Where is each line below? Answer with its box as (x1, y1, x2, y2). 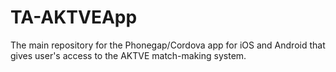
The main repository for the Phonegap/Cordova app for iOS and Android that (10, 39, 326, 51)
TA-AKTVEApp (10, 6, 138, 29)
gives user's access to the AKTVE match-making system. (10, 49, 247, 61)
